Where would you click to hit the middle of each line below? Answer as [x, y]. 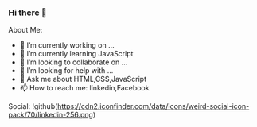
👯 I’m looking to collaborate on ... [74, 62]
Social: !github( [33, 106]
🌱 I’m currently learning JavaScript [76, 54]
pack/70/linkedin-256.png [51, 115]
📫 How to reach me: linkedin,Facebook [84, 88]
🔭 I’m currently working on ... [67, 45]
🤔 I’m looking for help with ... [66, 71]
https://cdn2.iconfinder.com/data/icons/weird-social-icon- [153, 106]
